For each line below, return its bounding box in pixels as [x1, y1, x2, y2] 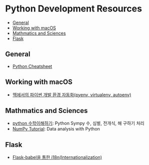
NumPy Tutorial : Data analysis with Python [12, 126, 100, 132]
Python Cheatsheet [12, 63, 52, 69]
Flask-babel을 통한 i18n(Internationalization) [12, 154, 102, 160]
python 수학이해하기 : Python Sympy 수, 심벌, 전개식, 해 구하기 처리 [12, 120, 144, 126]
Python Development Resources [5, 3, 142, 14]
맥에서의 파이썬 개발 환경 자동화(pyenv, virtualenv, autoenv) [12, 91, 131, 97]
